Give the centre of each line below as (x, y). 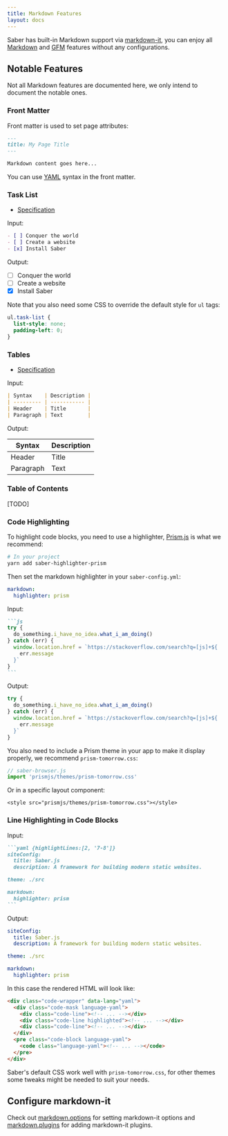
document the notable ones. (47, 93)
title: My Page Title (38, 145)
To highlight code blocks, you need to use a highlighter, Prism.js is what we (114, 537)
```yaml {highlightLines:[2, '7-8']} (61, 848)
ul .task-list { (29, 318)
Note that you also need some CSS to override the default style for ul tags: (114, 305)
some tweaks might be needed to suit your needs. (78, 1079)
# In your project (34, 557)
